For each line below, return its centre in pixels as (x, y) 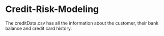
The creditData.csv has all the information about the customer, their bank (82, 23)
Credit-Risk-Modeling (52, 9)
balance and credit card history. (39, 28)
